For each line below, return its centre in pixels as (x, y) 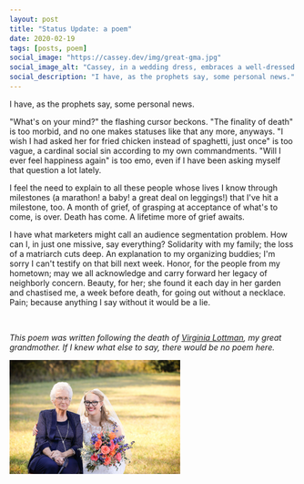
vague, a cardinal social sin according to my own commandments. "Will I (146, 150)
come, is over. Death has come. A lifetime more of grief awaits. (127, 216)
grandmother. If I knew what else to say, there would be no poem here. (142, 347)
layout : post (34, 19)
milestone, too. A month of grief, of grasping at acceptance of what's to (144, 207)
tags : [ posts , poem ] (49, 48)
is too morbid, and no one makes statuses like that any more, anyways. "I (147, 131)
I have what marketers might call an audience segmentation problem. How (149, 234)
